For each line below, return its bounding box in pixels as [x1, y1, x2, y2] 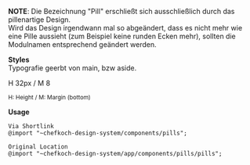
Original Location [8, 143, 68, 151]
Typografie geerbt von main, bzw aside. [8, 63, 137, 73]
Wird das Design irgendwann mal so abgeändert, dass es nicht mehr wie [8, 23, 243, 32]
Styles [8, 55, 30, 64]
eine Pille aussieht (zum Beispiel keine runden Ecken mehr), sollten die [8, 31, 237, 41]
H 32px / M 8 [8, 78, 51, 88]
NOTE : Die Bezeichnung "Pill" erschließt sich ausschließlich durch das [8, 7, 235, 16]
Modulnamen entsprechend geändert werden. [8, 40, 157, 49]
